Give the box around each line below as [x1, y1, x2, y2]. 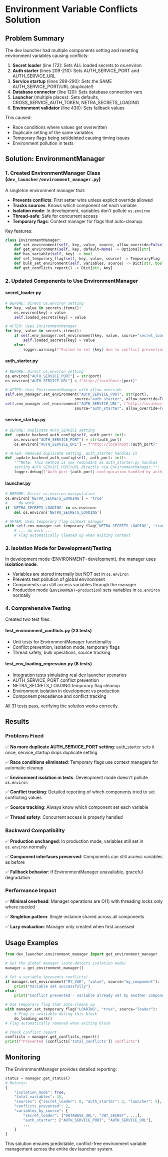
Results [5, 717, 29, 726]
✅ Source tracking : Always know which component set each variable [5, 804, 148, 810]
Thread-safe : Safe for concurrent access [12, 213, 98, 219]
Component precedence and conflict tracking [12, 693, 106, 699]
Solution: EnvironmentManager [5, 155, 105, 163]
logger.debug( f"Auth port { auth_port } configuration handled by [14, 469, 151, 475]
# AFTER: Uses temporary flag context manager [5, 519, 104, 524]
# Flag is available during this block [14, 1011, 97, 1016]
